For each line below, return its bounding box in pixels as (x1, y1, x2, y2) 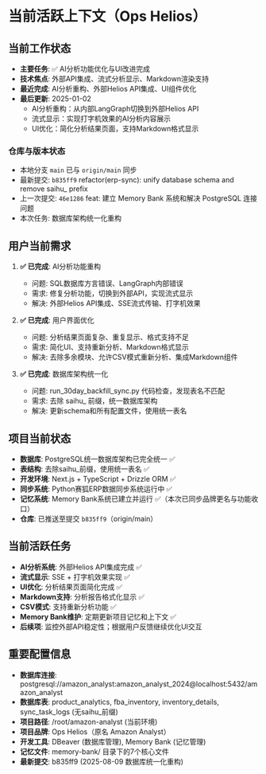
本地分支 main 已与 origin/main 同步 (19, 165, 137, 175)
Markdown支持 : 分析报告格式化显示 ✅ (19, 592, 145, 601)
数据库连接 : (19, 670, 57, 679)
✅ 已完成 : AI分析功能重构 (19, 262, 102, 272)
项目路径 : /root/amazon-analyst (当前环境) (19, 717, 158, 726)
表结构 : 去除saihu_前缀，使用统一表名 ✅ (19, 463, 150, 474)
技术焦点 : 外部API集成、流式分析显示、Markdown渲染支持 (19, 74, 209, 84)
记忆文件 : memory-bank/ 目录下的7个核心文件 (19, 746, 169, 756)
